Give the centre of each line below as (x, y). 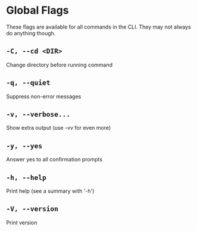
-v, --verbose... (38, 114)
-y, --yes (24, 146)
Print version (22, 222)
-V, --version (32, 209)
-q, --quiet (28, 83)
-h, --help (26, 177)
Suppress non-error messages (44, 96)
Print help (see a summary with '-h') (50, 191)
